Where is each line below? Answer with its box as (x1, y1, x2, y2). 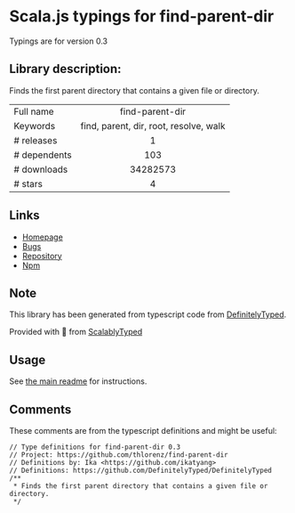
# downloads (13, 163, 68, 175)
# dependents (13, 149, 73, 161)
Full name (13, 105, 55, 118)
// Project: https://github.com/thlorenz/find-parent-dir (9, 451, 228, 460)
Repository (21, 250, 62, 261)
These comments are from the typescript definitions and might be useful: (9, 426, 277, 436)
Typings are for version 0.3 (9, 36, 108, 46)
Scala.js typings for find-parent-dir (9, 6, 275, 27)
